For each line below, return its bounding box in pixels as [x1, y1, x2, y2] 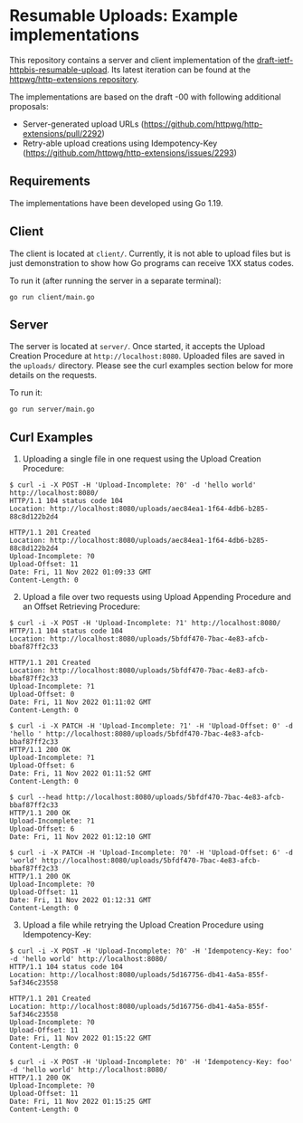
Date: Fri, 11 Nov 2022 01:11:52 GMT [9, 769, 152, 778]
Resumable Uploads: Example [9, 5, 238, 26]
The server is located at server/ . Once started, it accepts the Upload [9, 341, 265, 352]
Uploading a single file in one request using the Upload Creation [22, 453, 261, 464]
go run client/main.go [9, 292, 95, 301]
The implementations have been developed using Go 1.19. [9, 197, 223, 208]
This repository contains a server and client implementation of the [9, 54, 255, 65]
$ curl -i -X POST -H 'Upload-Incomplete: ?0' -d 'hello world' [9, 481, 257, 490]
